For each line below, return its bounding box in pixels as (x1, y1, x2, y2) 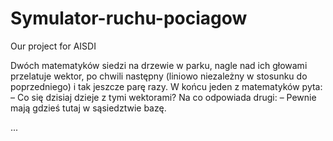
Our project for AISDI (10, 40, 97, 52)
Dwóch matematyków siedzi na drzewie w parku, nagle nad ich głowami (10, 59, 308, 71)
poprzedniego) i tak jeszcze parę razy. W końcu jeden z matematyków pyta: (10, 80, 323, 92)
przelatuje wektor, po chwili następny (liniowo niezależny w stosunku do (10, 70, 308, 82)
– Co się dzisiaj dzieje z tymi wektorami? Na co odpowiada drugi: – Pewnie (10, 91, 317, 103)
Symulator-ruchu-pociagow (10, 7, 248, 30)
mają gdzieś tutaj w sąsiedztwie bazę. (10, 102, 167, 114)
